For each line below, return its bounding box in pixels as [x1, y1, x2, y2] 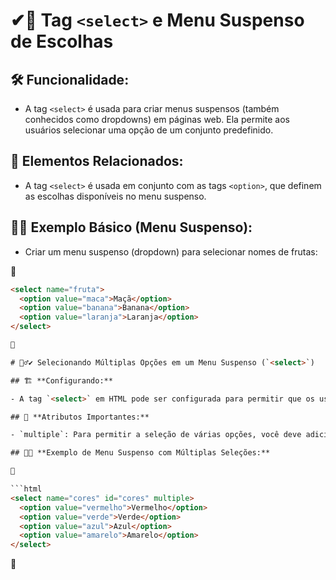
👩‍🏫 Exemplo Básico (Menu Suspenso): [10, 219, 253, 236]
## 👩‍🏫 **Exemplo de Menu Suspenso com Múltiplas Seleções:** [10, 448, 271, 458]
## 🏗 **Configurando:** [10, 375, 113, 386]
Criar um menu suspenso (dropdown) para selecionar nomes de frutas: [24, 245, 318, 258]
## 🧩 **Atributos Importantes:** [10, 412, 150, 422]
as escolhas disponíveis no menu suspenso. [24, 190, 207, 202]
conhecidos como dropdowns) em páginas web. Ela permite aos [24, 114, 290, 125]
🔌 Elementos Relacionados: [10, 153, 184, 170]
